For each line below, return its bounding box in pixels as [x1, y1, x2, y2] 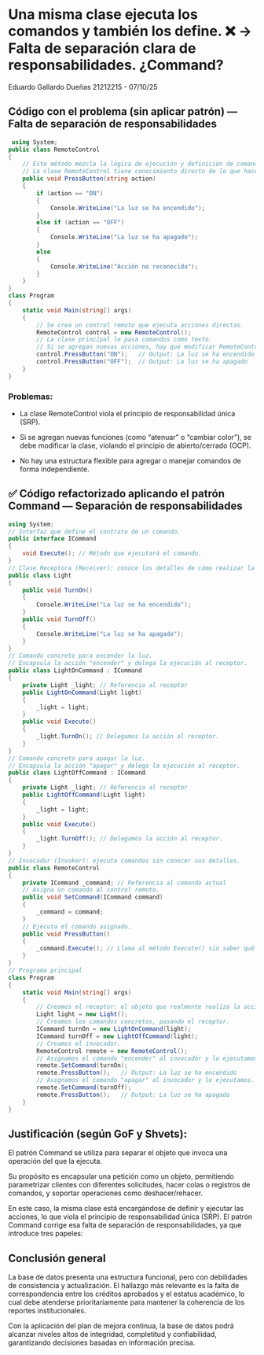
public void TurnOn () [22, 586, 93, 594]
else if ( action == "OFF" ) [36, 219, 125, 227]
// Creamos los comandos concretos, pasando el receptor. [36, 1017, 230, 1026]
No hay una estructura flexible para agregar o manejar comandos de [19, 456, 241, 465]
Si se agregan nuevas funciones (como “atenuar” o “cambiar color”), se [19, 432, 251, 441]
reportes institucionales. [8, 1306, 86, 1316]
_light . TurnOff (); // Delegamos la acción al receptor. [36, 835, 223, 843]
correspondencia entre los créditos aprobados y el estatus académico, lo [8, 1289, 245, 1299]
